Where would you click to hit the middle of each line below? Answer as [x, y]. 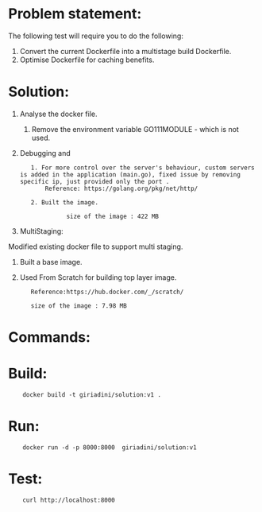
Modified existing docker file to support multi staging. [96, 246]
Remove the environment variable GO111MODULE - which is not [135, 129]
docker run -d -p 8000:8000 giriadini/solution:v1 [110, 447]
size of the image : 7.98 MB [79, 306]
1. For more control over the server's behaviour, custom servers [143, 168]
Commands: [50, 337]
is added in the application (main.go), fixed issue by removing [130, 175]
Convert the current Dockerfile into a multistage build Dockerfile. [125, 51]
